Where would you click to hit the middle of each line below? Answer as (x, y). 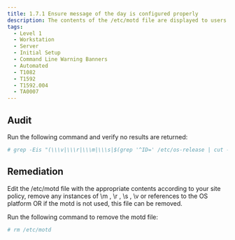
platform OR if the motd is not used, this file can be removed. (95, 203)
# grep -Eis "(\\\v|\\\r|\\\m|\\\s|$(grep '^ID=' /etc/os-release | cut (115, 150)
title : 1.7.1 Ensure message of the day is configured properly (103, 14)
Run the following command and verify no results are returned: (98, 136)
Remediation (36, 172)
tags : (15, 27)
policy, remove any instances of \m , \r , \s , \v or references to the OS (108, 196)
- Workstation (34, 40)
